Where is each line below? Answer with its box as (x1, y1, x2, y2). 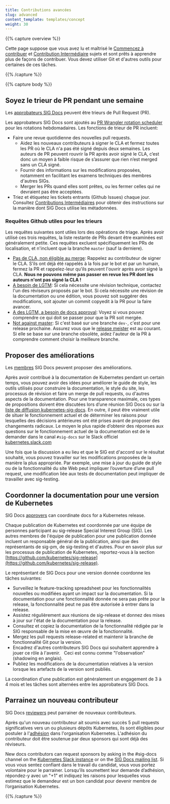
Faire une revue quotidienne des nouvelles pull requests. (12, 135, 131, 141)
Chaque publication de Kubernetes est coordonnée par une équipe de (5, 522, 152, 528)
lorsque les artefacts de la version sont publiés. (12, 666, 112, 672)
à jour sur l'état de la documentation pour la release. (12, 617, 122, 623)
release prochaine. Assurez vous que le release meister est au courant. (12, 325, 161, 332)
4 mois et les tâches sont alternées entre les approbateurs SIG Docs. (5, 681, 149, 687)
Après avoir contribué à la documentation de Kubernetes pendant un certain (5, 374, 165, 380)
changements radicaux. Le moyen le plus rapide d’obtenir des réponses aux (5, 423, 164, 429)
